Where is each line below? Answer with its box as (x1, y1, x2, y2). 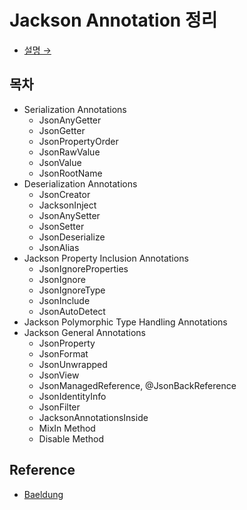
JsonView (38, 369, 80, 381)
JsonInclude (38, 294, 91, 306)
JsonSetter (38, 220, 85, 232)
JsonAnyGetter (38, 114, 102, 126)
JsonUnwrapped (38, 358, 108, 370)
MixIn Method (38, 422, 96, 434)
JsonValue (38, 156, 82, 168)
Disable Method (38, 432, 105, 445)
